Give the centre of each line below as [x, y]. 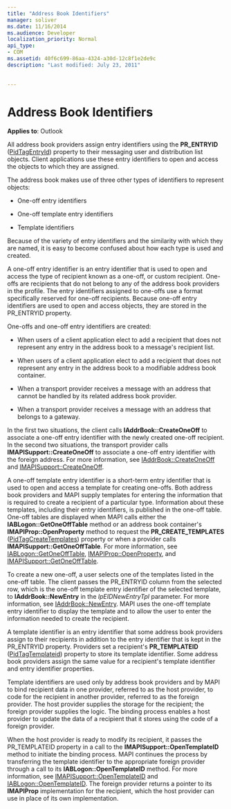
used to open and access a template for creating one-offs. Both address [110, 487]
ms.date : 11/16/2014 [37, 26]
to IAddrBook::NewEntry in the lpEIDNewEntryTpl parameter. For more [108, 597]
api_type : [21, 46]
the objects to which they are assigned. [63, 167]
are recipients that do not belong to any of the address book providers [120, 283]
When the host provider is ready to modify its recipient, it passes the [105, 740]
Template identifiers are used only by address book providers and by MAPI [113, 682]
